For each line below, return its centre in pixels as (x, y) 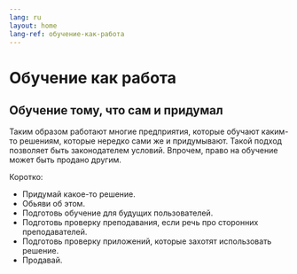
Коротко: (26, 177)
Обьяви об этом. (54, 204)
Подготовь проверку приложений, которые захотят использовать (147, 241)
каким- (275, 132)
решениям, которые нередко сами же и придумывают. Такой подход (150, 141)
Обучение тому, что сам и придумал (116, 110)
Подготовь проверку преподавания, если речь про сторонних (140, 223)
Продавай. (42, 260)
